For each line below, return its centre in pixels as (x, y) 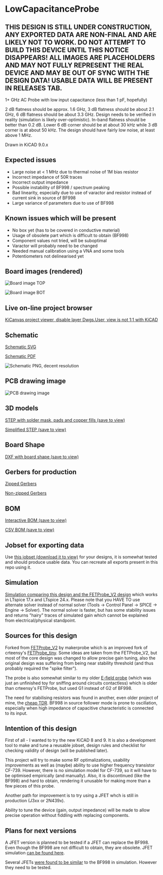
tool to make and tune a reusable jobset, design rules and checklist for (75, 746)
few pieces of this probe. (30, 786)
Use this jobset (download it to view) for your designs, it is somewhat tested (81, 557)
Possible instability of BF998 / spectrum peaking (61, 187)
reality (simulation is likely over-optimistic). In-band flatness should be (75, 120)
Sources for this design (41, 636)
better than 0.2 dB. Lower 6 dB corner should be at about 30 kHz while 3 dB (81, 125)
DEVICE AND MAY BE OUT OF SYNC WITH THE (77, 73)
